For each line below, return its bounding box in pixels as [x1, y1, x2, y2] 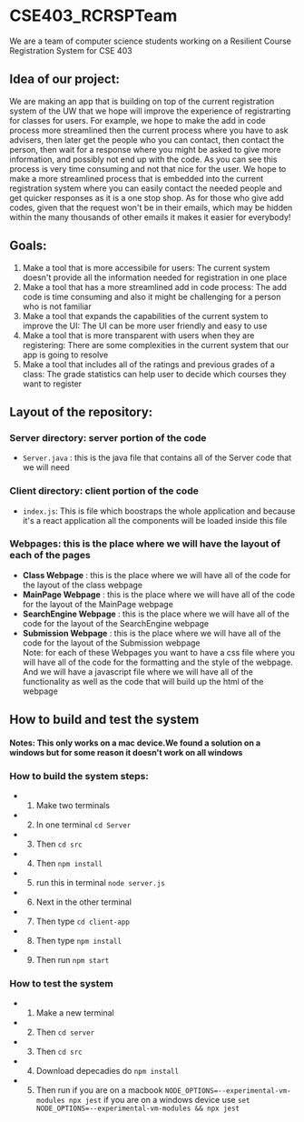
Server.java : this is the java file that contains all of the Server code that [22, 452, 292, 464]
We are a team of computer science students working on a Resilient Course [9, 35, 292, 46]
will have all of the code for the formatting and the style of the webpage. [22, 656, 293, 667]
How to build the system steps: [9, 769, 150, 782]
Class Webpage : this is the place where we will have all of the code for [22, 569, 291, 580]
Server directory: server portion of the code [9, 431, 207, 444]
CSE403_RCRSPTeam [9, 5, 178, 26]
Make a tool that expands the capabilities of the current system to [22, 310, 269, 321]
